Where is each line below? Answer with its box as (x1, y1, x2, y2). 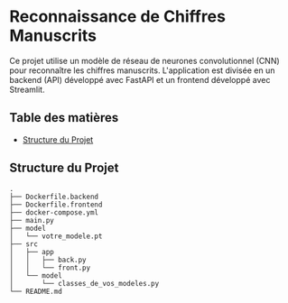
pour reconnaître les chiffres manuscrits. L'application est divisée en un (9, 65, 275, 76)
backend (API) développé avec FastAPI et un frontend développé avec (9, 74, 271, 85)
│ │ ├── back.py (9, 255, 88, 264)
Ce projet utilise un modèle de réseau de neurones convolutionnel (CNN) (9, 55, 280, 66)
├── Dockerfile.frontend (9, 200, 103, 209)
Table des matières (9, 110, 119, 125)
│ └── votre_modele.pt (9, 232, 103, 241)
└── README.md (9, 287, 63, 296)
